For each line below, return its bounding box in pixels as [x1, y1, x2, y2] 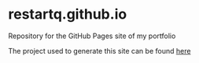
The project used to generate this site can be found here [8, 46, 191, 55]
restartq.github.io [8, 5, 127, 23]
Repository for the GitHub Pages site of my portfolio [8, 31, 176, 40]
